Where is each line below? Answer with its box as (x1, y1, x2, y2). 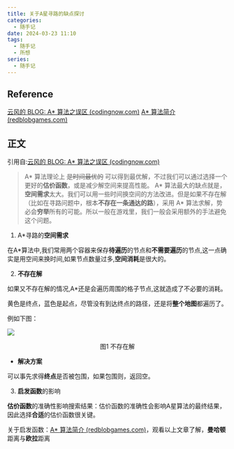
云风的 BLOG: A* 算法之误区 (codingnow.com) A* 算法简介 (7, 108, 176, 116)
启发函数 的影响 (17, 387, 61, 396)
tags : (7, 36, 23, 43)
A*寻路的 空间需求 (17, 231, 69, 240)
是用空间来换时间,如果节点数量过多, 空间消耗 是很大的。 (13, 255, 170, 263)
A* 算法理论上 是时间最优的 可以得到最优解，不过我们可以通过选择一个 (24, 172, 228, 181)
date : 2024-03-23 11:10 (7, 29, 77, 37)
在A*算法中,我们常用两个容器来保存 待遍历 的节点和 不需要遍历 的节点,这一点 (7, 246, 221, 254)
